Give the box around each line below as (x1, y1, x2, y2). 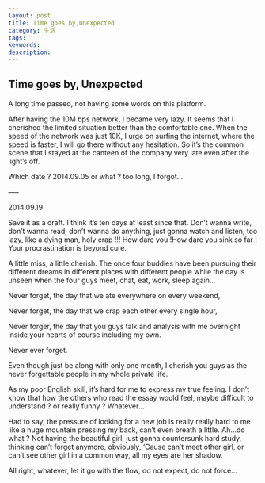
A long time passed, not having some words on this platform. (8, 98, 206, 108)
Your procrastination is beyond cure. (8, 243, 127, 252)
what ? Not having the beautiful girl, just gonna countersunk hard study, (8, 433, 242, 443)
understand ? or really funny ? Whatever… (8, 401, 145, 411)
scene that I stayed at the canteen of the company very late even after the (8, 148, 250, 157)
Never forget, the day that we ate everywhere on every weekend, (8, 290, 221, 300)
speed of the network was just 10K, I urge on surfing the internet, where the (8, 131, 255, 140)
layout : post (8, 11, 51, 20)
